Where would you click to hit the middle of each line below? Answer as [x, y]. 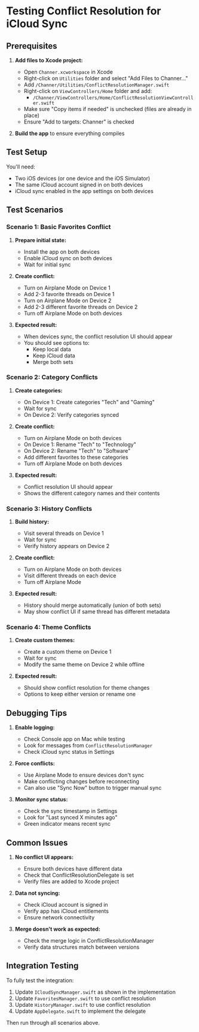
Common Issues [37, 843]
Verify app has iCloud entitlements [66, 911]
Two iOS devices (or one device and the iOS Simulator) [82, 178]
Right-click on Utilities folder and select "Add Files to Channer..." [106, 78]
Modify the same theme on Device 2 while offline [84, 664]
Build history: [32, 522]
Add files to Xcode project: [49, 60]
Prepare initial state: [41, 240]
